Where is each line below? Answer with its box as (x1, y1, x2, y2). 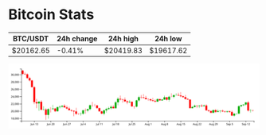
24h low (154, 34, 182, 44)
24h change (57, 34, 98, 44)
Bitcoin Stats (8, 6, 95, 24)
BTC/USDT (13, 34, 49, 44)
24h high (108, 34, 139, 44)
